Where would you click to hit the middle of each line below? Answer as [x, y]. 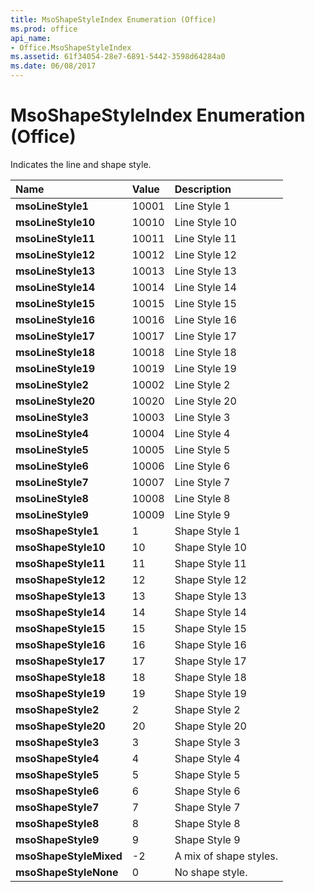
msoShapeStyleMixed [69, 856]
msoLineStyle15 [55, 303]
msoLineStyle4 [52, 433]
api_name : [31, 38]
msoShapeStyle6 [57, 791]
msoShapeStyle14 [60, 612]
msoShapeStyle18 [60, 677]
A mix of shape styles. [226, 856]
